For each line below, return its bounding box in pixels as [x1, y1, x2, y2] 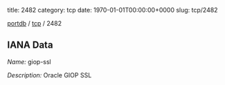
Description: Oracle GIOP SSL [7, 70, 92, 79]
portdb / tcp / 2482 [7, 19, 62, 27]
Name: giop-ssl [7, 57, 51, 66]
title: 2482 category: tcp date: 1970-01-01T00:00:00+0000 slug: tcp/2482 [7, 6, 218, 14]
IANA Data [7, 39, 53, 51]
